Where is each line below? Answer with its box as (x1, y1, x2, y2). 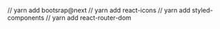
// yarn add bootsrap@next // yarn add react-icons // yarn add (7, 6, 191, 14)
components (7, 13, 45, 22)
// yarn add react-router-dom (46, 13, 132, 22)
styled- (191, 6, 214, 14)
